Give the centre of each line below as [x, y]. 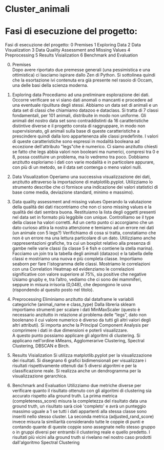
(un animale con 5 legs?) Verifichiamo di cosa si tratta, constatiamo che [84, 233]
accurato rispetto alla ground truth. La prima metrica [65, 396]
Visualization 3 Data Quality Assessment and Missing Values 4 [68, 50]
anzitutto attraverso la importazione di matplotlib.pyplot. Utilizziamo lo [82, 182]
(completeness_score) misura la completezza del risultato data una [80, 401]
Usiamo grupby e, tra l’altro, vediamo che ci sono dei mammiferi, [77, 279]
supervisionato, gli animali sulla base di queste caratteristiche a [76, 131]
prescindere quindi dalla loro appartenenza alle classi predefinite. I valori [85, 136]
